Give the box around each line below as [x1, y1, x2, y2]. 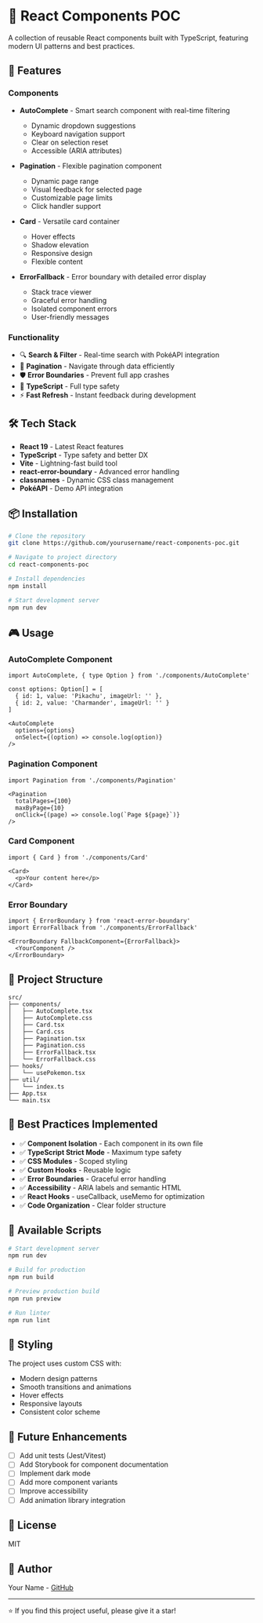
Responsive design [31, 248, 93, 258]
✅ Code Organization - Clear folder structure [19, 1201, 167, 1210]
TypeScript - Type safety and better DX [19, 450, 149, 459]
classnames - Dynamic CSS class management [19, 475, 174, 484]
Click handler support [31, 201, 102, 210]
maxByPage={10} [15, 804, 65, 812]
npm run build [8, 1274, 55, 1281]
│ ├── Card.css [8, 1028, 65, 1036]
